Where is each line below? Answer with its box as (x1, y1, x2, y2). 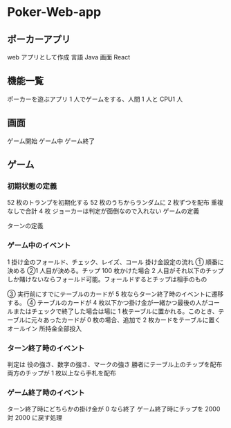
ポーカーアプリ (7, 33, 71, 45)
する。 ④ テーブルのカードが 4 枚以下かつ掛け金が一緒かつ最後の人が (7, 298, 208, 306)
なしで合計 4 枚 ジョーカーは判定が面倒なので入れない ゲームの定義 (7, 207, 199, 215)
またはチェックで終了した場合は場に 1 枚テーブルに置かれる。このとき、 (12, 307, 219, 315)
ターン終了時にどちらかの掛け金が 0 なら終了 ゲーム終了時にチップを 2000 (7, 405, 221, 413)
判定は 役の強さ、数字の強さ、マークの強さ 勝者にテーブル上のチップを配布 (7, 360, 223, 369)
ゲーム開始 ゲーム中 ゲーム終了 (7, 136, 95, 145)
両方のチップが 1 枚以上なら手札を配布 (7, 369, 116, 377)
